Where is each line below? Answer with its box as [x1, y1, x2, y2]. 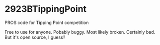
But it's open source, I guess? [4, 34, 66, 40]
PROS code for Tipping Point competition [4, 20, 89, 25]
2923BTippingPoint [4, 3, 87, 15]
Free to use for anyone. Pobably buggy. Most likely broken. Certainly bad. [4, 29, 156, 35]
